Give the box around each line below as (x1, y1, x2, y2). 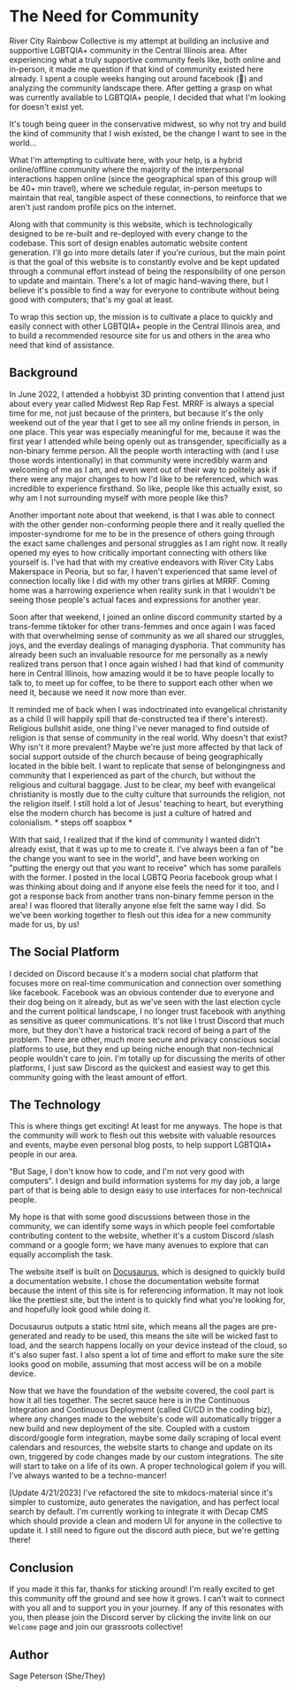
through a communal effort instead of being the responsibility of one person (9, 266, 285, 276)
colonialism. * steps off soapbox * (9, 817, 133, 828)
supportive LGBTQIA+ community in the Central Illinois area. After (9, 44, 247, 55)
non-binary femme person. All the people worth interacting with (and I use (9, 445, 279, 456)
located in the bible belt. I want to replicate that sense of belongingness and (9, 760, 285, 771)
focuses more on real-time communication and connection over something (9, 977, 282, 988)
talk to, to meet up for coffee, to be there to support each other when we (9, 677, 274, 688)
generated (9, 1331, 47, 1342)
